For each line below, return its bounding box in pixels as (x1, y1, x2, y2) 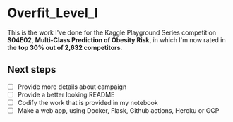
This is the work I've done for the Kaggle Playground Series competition (7, 28, 217, 37)
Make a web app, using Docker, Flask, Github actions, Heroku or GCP (17, 106, 220, 114)
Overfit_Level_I (7, 5, 99, 21)
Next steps (7, 63, 56, 75)
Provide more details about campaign (17, 83, 127, 91)
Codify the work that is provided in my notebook (17, 98, 158, 106)
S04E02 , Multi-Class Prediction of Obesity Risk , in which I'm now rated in (7, 35, 226, 44)
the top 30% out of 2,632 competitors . (7, 43, 123, 51)
